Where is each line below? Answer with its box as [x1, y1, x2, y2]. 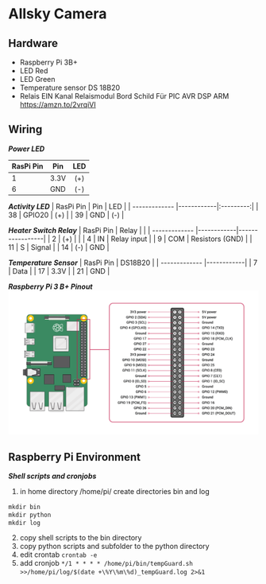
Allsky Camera [8, 5, 107, 23]
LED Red [19, 66, 48, 76]
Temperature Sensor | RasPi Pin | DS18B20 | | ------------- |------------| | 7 [8, 258, 258, 267]
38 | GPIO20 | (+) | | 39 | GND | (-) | [8, 210, 125, 220]
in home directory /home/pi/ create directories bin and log [19, 487, 210, 496]
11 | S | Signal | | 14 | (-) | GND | [8, 243, 110, 252]
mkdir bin [8, 503, 41, 512]
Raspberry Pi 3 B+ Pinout [8, 282, 93, 291]
